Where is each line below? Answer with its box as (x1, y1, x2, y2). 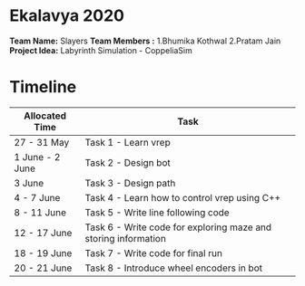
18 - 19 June (14, 246, 73, 259)
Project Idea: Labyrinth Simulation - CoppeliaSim (9, 44, 192, 55)
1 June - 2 (14, 150, 61, 163)
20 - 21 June (14, 262, 73, 274)
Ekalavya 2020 (9, 5, 125, 26)
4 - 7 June (14, 191, 61, 204)
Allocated (24, 110, 66, 122)
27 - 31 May (14, 136, 70, 148)
